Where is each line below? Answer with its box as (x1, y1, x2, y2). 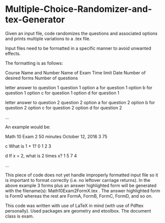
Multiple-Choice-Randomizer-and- (5, 3, 152, 15)
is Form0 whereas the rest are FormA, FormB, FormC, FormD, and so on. (5, 193, 153, 199)
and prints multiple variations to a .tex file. (5, 36, 91, 42)
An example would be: (5, 124, 51, 130)
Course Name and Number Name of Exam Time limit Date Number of (5, 69, 146, 75)
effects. (5, 51, 21, 56)
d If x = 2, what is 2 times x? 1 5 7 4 (5, 153, 77, 159)
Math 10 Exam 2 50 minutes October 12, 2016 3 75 (5, 133, 108, 139)
